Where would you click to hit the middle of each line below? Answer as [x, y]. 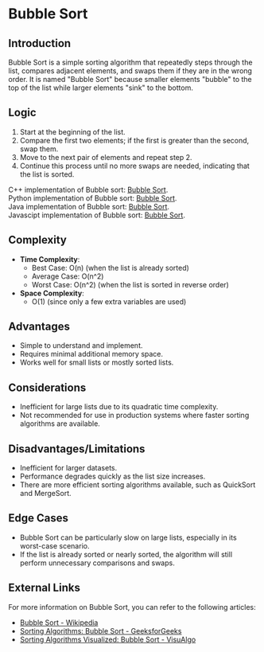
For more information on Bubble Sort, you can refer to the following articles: [132, 607]
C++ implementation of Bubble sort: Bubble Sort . [88, 189]
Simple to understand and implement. [81, 346]
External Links [45, 588]
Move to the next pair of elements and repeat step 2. [106, 157]
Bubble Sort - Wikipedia [59, 623]
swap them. [39, 149]
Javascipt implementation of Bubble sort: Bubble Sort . [97, 215]
